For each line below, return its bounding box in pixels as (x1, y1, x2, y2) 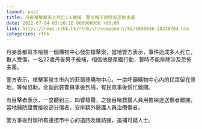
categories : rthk (6, 31, 50, 37)
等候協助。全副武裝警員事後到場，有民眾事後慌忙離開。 (16, 83, 154, 91)
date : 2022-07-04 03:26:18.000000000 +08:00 (6, 20, 120, 26)
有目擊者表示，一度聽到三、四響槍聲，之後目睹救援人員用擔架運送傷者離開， (6, 97, 196, 104)
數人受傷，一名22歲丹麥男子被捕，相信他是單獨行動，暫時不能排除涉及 (6, 56, 182, 63)
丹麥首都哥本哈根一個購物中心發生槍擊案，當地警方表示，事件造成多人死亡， (6, 49, 196, 56)
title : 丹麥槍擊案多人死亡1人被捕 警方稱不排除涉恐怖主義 (6, 14, 135, 20)
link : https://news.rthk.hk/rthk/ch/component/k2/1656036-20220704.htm (6, 25, 189, 32)
